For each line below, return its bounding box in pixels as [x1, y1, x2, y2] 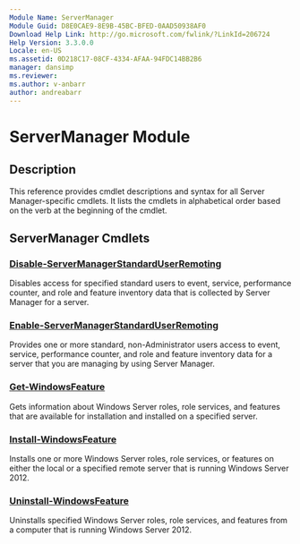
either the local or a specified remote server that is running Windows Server [9, 463, 289, 474]
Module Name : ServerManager [9, 13, 115, 22]
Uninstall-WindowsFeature [9, 495, 130, 506]
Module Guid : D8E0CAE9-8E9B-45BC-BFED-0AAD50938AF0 [9, 21, 206, 30]
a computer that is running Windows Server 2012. [9, 524, 193, 535]
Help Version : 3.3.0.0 [9, 38, 94, 47]
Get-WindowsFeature [9, 381, 106, 394]
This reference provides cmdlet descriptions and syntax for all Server [9, 185, 266, 197]
